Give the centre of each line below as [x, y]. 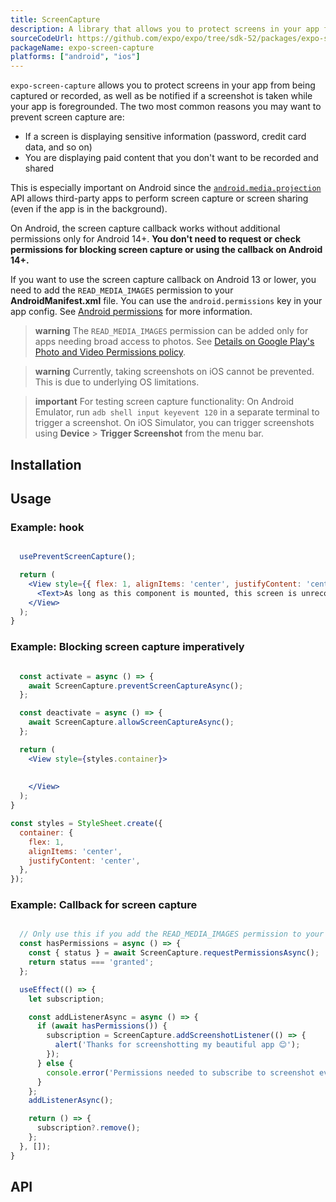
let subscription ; [66, 999]
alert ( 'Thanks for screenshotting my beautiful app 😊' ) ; [177, 1045]
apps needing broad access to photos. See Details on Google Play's [174, 342]
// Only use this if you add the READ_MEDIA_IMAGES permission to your [172, 934]
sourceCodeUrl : [42, 38]
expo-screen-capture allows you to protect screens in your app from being [163, 85]
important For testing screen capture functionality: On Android [164, 402]
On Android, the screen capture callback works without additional [145, 228]
